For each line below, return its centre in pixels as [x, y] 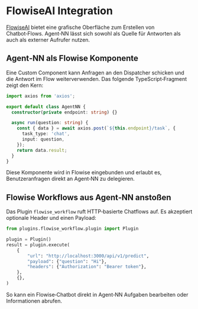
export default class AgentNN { [46, 107]
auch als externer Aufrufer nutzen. [48, 40]
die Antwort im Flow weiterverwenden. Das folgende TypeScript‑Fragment [97, 79]
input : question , [43, 139]
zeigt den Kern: [25, 85]
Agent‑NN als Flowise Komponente [72, 58]
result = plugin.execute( [38, 245]
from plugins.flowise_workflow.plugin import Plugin [72, 229]
